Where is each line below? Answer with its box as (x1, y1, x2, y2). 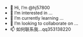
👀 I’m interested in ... (10, 10, 53, 16)
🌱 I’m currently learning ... (10, 15, 64, 21)
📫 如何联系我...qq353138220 (10, 26, 71, 32)
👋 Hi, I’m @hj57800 (10, 5, 50, 10)
